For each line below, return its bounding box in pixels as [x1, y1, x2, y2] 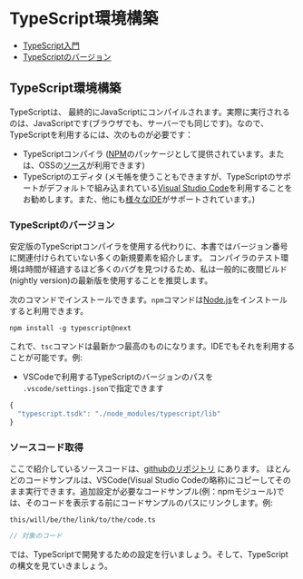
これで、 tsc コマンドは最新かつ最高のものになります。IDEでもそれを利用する [9, 341, 296, 352]
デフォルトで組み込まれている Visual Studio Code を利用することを [46, 182, 293, 193]
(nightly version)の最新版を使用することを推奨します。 [9, 275, 213, 286]
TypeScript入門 [22, 40, 80, 51]
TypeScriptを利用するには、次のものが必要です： [9, 129, 193, 140]
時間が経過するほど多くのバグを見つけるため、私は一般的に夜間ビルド [24, 264, 288, 275]
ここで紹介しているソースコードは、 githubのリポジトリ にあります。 [9, 463, 265, 474]
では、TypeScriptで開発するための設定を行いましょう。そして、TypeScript [9, 548, 288, 559]
